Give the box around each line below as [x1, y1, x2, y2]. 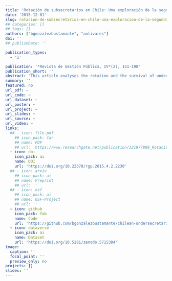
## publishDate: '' [5, 41, 47, 46]
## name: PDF [14, 140, 42, 145]
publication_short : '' [5, 68, 54, 74]
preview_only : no [10, 259, 47, 264]
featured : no [5, 83, 33, 88]
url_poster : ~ [5, 102, 36, 107]
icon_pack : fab [14, 211, 47, 216]
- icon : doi [10, 149, 36, 155]
